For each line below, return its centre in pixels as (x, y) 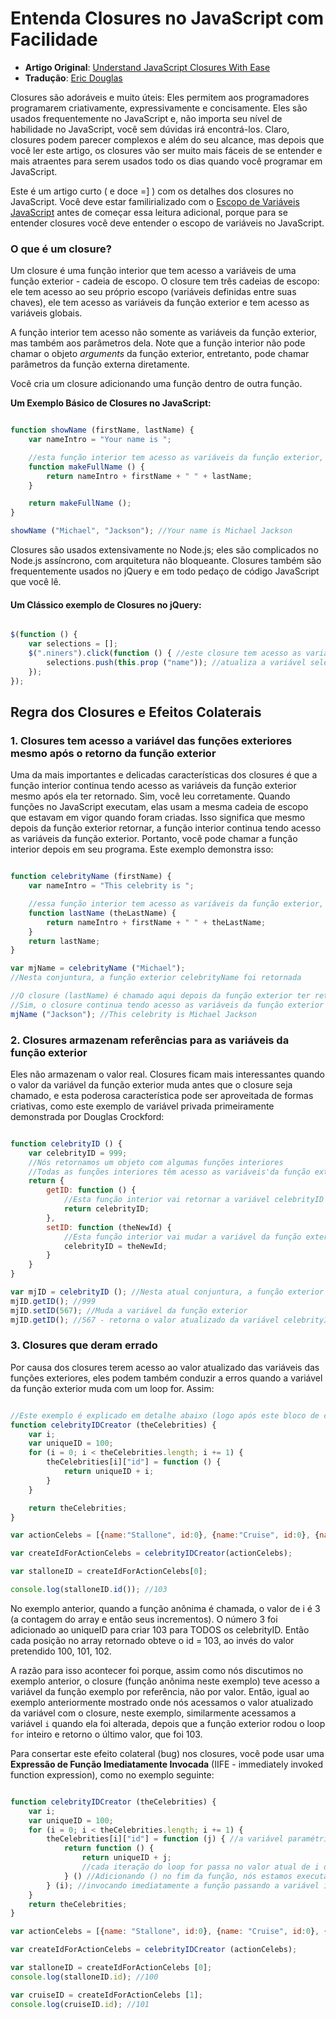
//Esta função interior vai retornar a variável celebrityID (194, 1200)
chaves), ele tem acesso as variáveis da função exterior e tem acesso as (160, 303)
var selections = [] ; (73, 644)
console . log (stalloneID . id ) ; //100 (84, 1977)
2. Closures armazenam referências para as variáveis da (150, 1040)
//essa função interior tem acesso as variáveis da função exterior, (176, 904)
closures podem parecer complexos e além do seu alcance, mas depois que (167, 139)
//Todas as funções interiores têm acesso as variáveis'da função (169, 1172)
